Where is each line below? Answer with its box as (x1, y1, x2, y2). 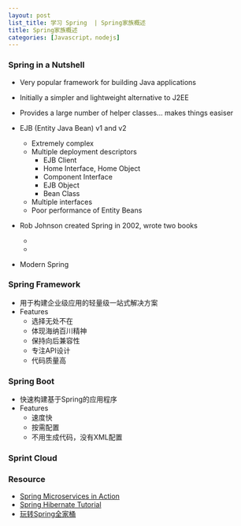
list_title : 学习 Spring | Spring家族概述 (8, 19, 146, 27)
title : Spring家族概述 (8, 26, 78, 34)
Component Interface (43, 172, 113, 181)
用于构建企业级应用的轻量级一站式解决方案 (19, 298, 158, 307)
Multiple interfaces (31, 197, 93, 206)
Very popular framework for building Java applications (19, 77, 197, 87)
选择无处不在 (31, 316, 73, 325)
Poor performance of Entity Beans (31, 206, 143, 215)
